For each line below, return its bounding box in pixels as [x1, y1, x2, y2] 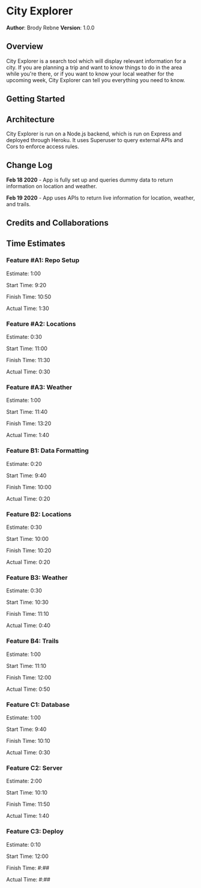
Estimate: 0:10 [6, 841, 41, 848]
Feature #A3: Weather [6, 383, 73, 392]
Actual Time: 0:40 [6, 622, 51, 629]
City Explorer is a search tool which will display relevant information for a [6, 57, 186, 64]
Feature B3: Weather [6, 573, 68, 582]
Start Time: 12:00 [6, 853, 49, 860]
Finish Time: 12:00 [6, 673, 52, 681]
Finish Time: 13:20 [6, 420, 52, 427]
